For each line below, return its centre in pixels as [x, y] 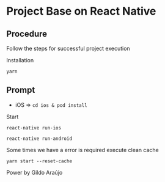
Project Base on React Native [81, 11]
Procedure [27, 34]
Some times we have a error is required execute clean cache [82, 150]
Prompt [21, 90]
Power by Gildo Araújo [35, 172]
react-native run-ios [34, 128]
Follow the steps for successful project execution [68, 48]
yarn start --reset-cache [39, 161]
